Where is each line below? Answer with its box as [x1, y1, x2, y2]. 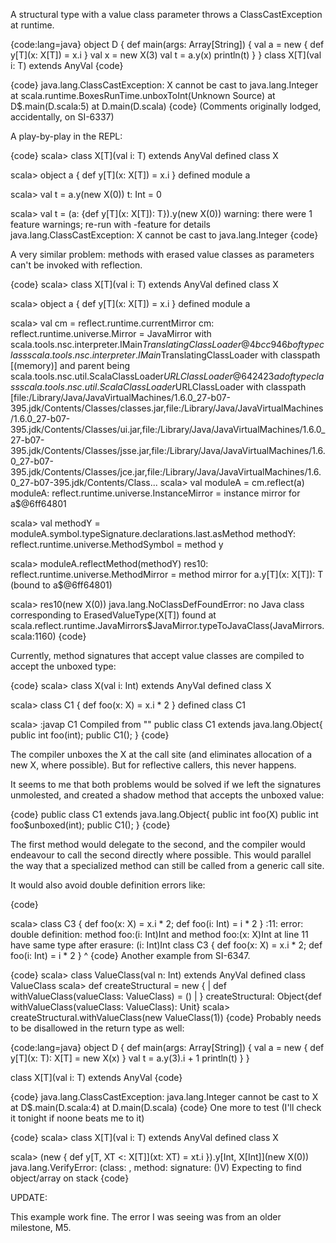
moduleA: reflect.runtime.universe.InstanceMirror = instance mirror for [10, 487, 301, 499]
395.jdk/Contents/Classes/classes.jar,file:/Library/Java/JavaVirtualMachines [10, 402, 324, 414]
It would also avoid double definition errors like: [10, 879, 206, 891]
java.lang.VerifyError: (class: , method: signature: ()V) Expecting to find [10, 1162, 302, 1173]
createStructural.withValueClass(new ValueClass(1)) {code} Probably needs [10, 1012, 322, 1023]
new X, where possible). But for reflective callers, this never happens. [10, 759, 297, 771]
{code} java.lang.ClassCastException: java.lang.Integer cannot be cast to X [10, 1091, 319, 1103]
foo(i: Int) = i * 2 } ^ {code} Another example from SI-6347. [10, 950, 251, 961]
